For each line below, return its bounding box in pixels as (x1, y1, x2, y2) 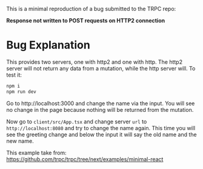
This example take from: (6, 149, 67, 156)
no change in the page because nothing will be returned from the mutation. (6, 106, 194, 113)
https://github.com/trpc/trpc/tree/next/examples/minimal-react (6, 155, 164, 163)
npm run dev (6, 88, 36, 95)
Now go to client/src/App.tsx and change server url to (6, 118, 147, 125)
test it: (6, 71, 22, 78)
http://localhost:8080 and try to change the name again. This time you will (6, 124, 196, 131)
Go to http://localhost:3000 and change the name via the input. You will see (6, 100, 195, 107)
